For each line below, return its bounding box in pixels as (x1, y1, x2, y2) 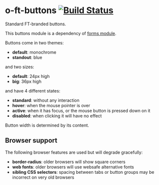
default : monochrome (12, 49, 57, 55)
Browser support (5, 136, 58, 145)
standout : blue (12, 54, 42, 60)
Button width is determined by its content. (5, 122, 89, 128)
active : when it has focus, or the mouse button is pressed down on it (12, 108, 151, 113)
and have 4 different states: (5, 88, 60, 93)
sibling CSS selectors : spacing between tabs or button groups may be (12, 169, 155, 175)
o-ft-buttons (5, 5, 57, 16)
